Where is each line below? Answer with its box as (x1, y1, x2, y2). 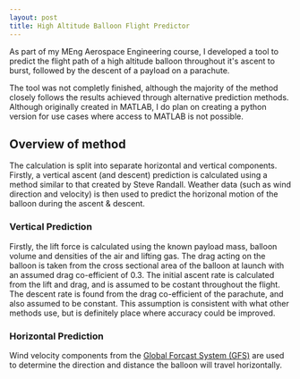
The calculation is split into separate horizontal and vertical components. (9, 160, 278, 171)
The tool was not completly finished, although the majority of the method (9, 82, 279, 93)
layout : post (9, 13, 58, 22)
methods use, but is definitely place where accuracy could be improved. (9, 307, 276, 318)
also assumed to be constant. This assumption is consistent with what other (9, 298, 289, 308)
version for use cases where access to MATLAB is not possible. (9, 111, 244, 122)
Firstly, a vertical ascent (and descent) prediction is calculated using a (9, 170, 268, 181)
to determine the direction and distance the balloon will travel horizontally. (9, 359, 282, 370)
